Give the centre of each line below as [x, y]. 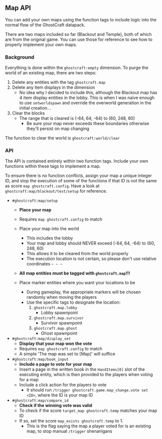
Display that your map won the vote [56, 343]
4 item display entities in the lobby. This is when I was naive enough [87, 98]
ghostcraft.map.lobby [55, 308]
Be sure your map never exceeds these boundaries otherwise [88, 124]
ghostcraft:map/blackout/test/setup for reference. [56, 191]
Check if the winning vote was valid [56, 406]
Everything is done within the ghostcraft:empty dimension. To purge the [77, 68]
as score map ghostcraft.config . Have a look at [52, 186]
